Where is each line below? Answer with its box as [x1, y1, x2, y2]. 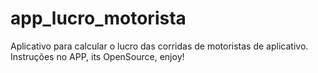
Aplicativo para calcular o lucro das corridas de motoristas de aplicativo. [10, 40, 309, 52]
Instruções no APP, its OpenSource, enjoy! [10, 50, 185, 62]
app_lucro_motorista [10, 7, 187, 30]
